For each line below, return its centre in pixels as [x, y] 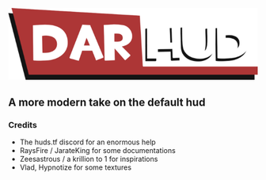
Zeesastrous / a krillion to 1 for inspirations [89, 159]
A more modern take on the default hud [107, 102]
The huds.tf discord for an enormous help [87, 142]
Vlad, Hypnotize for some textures [76, 167]
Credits [23, 124]
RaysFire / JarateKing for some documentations [97, 151]
